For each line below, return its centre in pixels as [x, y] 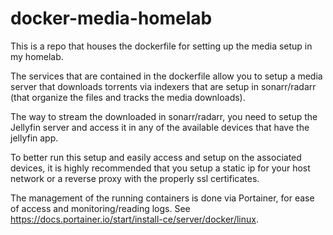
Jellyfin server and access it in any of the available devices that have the [160, 127]
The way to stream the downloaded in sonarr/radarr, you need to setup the [164, 116]
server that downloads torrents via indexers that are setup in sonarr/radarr [163, 86]
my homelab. [37, 56]
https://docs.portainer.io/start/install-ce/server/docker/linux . [134, 219]
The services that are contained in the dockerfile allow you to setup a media [166, 76]
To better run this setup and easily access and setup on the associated [156, 157]
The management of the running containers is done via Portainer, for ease [162, 198]
